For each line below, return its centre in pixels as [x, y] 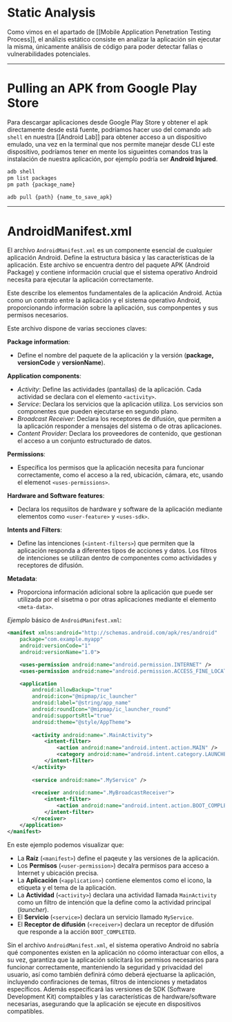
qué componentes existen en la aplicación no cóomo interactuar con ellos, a [116, 952]
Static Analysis [51, 13]
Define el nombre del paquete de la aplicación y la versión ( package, [115, 355]
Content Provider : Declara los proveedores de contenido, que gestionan [119, 434]
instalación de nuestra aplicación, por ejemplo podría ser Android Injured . [113, 159]
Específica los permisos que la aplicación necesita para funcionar [111, 467]
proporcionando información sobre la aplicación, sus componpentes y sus [113, 308]
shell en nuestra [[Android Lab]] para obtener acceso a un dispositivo [107, 137]
